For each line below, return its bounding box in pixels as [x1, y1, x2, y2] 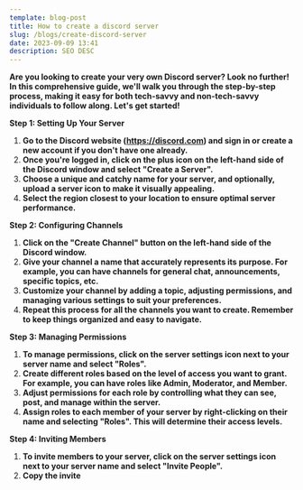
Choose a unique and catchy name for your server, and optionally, [22, 173, 275, 185]
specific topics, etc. [22, 276, 99, 287]
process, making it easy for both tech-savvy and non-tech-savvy [9, 91, 260, 102]
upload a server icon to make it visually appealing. [22, 183, 215, 194]
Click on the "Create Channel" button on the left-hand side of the [22, 237, 272, 248]
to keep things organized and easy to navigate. [22, 314, 203, 325]
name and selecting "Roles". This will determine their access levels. [22, 416, 283, 427]
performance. [22, 202, 77, 213]
